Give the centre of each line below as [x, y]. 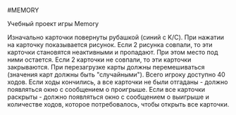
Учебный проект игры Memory [53, 23]
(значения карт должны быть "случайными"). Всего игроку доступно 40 [116, 74]
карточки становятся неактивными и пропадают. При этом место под [113, 52]
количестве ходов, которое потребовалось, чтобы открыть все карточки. [118, 104]
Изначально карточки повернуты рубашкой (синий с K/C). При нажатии [116, 37]
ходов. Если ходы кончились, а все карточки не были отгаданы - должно [118, 82]
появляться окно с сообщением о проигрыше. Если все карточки [106, 89]
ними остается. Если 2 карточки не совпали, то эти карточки [99, 60]
